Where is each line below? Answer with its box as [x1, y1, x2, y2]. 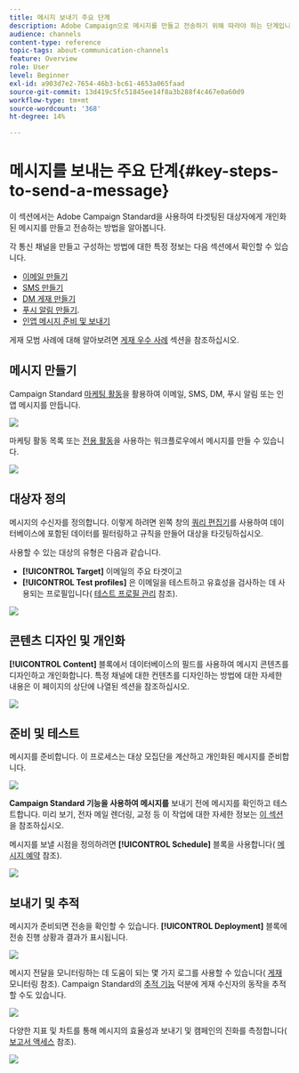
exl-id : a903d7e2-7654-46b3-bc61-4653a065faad [9, 79, 185, 88]
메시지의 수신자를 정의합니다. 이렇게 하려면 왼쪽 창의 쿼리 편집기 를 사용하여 [9, 517, 269, 528]
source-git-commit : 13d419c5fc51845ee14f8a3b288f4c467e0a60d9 [9, 87, 245, 96]
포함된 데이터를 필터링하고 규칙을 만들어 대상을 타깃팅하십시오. [47, 528, 264, 538]
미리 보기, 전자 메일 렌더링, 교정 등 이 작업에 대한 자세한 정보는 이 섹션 [42, 809, 284, 819]
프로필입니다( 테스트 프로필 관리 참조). [45, 588, 178, 599]
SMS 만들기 [21, 282, 64, 294]
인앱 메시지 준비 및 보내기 [21, 316, 111, 327]
